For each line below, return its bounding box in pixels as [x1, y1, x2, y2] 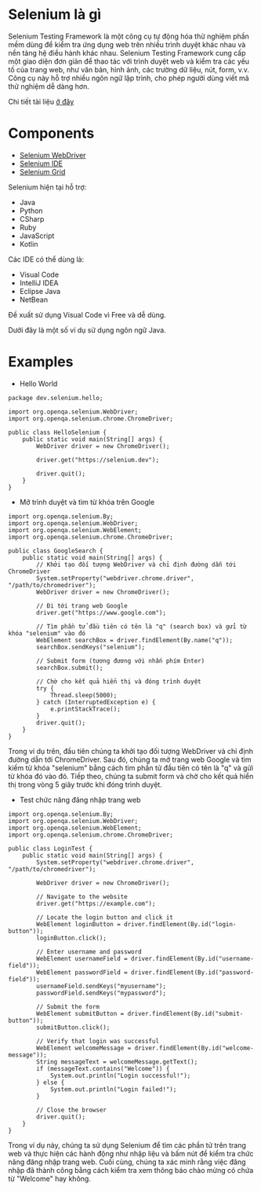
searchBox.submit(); [36, 664, 103, 671]
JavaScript [19, 230, 55, 241]
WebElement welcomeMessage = [36, 1044, 132, 1052]
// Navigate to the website [36, 892, 128, 901]
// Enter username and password [36, 947, 143, 956]
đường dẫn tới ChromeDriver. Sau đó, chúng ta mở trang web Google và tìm [8, 755, 252, 764]
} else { [36, 1079, 65, 1086]
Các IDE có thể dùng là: [8, 254, 85, 264]
